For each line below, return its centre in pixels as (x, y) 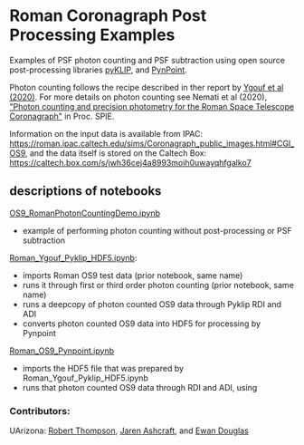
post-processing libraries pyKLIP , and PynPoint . (98, 70)
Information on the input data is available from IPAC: (106, 133)
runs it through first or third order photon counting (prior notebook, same (158, 285)
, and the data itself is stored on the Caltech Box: (116, 153)
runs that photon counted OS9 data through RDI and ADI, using (140, 387)
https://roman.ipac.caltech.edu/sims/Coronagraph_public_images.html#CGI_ (152, 143)
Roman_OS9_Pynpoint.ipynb (62, 351)
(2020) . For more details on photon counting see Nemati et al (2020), (138, 97)
